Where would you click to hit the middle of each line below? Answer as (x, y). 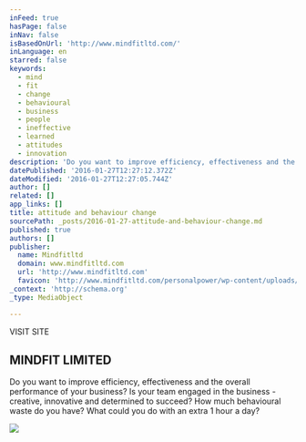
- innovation (42, 153)
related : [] (32, 196)
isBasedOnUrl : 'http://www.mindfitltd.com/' (95, 43)
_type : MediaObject (46, 297)
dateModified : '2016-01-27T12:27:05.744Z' (91, 179)
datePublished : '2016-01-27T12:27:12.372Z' (93, 170)
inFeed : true (34, 18)
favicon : (34, 281)
